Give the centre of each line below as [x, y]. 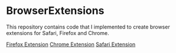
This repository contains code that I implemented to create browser [88, 27]
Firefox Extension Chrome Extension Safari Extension [71, 44]
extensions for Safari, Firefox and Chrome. [58, 33]
